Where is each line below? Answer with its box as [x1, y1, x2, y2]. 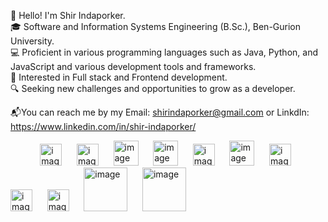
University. [10, 35, 55, 47]
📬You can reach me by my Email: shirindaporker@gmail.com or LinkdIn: [10, 106, 310, 118]
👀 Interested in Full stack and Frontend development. [10, 71, 228, 83]
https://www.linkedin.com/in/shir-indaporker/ [10, 121, 197, 132]
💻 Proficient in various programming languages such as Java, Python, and [10, 46, 318, 58]
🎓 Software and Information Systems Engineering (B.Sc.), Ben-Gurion [10, 21, 302, 32]
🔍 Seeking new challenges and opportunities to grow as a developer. [10, 83, 296, 94]
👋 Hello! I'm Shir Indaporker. [10, 10, 126, 21]
